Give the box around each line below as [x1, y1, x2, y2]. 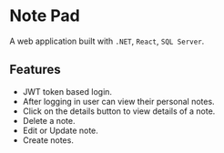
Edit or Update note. [22, 125, 98, 136]
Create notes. [22, 134, 75, 146]
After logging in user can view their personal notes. [22, 96, 216, 107]
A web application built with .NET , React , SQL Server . [9, 36, 205, 46]
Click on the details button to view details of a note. [22, 106, 216, 117]
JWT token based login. [22, 86, 112, 97]
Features [9, 62, 61, 77]
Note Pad [9, 5, 80, 26]
